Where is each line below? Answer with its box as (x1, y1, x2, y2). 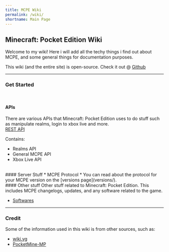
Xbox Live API (12, 156, 42, 162)
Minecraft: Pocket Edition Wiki (5, 35, 102, 44)
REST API (5, 126, 25, 132)
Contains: (5, 136, 25, 142)
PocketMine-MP (12, 241, 46, 247)
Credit (5, 215, 21, 222)
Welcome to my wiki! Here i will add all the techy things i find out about (5, 49, 152, 55)
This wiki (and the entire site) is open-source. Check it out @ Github (5, 64, 146, 70)
